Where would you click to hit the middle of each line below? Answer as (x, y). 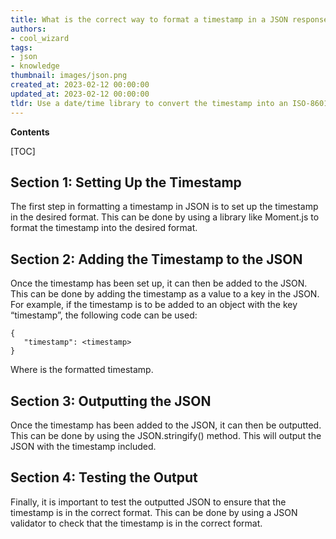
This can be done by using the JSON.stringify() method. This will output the (166, 435)
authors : (28, 29)
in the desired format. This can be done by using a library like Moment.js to (165, 217)
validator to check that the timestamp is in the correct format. (136, 523)
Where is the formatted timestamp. (82, 370)
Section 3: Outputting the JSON (111, 401)
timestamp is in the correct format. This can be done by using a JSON (154, 512)
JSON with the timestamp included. (83, 446)
